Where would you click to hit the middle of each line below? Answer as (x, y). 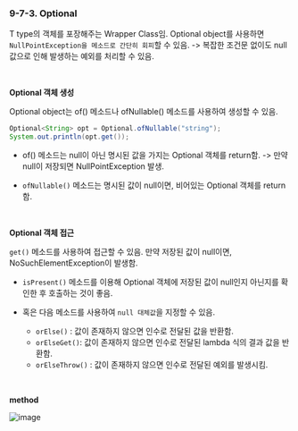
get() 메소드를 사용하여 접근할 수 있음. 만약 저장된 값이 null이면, (120, 252)
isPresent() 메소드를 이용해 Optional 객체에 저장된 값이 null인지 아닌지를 (150, 282)
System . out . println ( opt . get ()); (69, 137)
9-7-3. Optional (43, 13)
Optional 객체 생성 (41, 93)
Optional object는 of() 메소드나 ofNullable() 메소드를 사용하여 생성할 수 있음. (144, 112)
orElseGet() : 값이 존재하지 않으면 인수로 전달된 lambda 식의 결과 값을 (157, 342)
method (24, 400)
